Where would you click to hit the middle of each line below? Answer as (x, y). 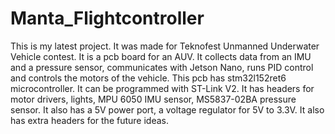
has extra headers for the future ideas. (89, 120)
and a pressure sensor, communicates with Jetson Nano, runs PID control (162, 67)
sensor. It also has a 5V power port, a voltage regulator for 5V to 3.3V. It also (167, 109)
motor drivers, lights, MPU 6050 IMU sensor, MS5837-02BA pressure (153, 99)
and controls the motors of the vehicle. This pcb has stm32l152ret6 (148, 78)
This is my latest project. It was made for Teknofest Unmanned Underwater (165, 46)
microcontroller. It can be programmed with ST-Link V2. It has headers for (162, 88)
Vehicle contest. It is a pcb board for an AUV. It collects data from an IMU (161, 56)
